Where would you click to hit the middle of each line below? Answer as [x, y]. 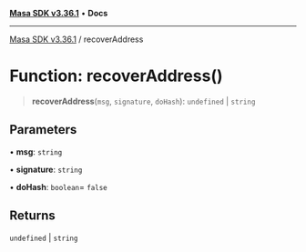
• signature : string [46, 169]
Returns [33, 216]
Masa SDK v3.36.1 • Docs [59, 13]
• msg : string [36, 151]
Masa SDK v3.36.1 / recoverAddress [76, 39]
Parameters [43, 130]
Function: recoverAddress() [116, 76]
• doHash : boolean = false [58, 186]
